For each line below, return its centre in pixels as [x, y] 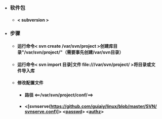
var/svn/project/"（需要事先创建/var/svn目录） [75, 52]
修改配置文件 [30, 83]
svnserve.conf [40, 112]
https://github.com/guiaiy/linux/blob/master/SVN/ [104, 106]
